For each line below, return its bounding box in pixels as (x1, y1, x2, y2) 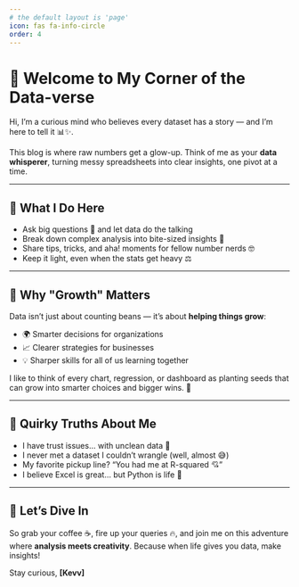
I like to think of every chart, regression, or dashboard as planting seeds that (9, 372, 289, 384)
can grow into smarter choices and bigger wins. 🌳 (9, 382, 191, 393)
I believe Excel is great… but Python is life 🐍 (21, 469, 182, 480)
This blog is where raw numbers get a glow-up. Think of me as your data (9, 147, 278, 158)
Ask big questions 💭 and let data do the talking (21, 224, 193, 235)
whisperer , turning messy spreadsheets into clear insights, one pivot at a (9, 157, 278, 168)
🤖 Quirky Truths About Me (9, 417, 158, 432)
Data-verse (9, 87, 95, 107)
